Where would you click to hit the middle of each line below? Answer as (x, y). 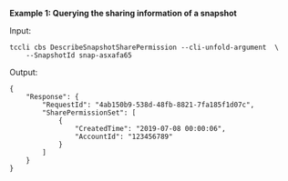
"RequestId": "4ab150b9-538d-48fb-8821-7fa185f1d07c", (149, 105)
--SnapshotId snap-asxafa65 (79, 55)
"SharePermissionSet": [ (89, 113)
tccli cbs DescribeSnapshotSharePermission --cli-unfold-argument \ (144, 47)
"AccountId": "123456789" (123, 136)
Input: (21, 30)
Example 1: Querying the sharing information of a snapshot (123, 13)
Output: (24, 72)
